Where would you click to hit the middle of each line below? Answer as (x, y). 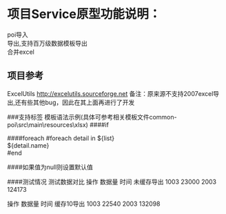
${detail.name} (28, 145)
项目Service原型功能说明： (84, 14)
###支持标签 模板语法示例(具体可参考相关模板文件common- (92, 117)
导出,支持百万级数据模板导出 (48, 43)
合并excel (21, 52)
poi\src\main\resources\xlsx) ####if (58, 124)
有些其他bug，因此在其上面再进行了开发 (78, 102)
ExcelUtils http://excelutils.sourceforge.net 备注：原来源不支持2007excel (110, 93)
